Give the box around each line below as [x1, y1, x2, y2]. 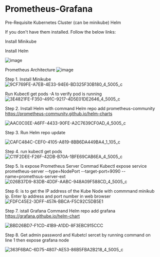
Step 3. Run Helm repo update [5, 129, 66, 135]
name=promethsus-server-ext [5, 173, 66, 179]
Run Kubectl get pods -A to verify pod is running [5, 91, 102, 97]
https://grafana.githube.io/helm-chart [5, 213, 80, 219]
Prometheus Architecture [5, 67, 55, 73]
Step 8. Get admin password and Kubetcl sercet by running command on [5, 232, 151, 237]
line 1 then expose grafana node [5, 237, 69, 243]
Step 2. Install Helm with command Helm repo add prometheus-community [5, 105, 155, 111]
